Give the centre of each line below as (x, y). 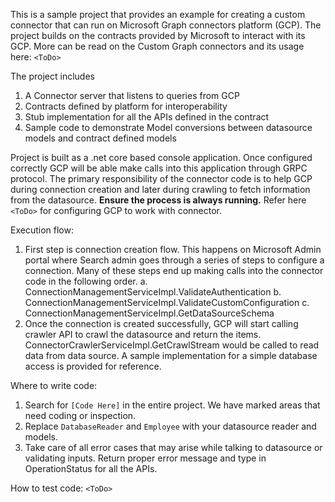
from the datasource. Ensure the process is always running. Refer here (158, 200)
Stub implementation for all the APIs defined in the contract (147, 117)
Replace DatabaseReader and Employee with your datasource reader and (170, 426)
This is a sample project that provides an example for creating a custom (158, 14)
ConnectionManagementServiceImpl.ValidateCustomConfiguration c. (167, 302)
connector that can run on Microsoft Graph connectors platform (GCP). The (166, 25)
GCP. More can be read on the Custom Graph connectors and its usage (157, 46)
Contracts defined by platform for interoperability (126, 106)
